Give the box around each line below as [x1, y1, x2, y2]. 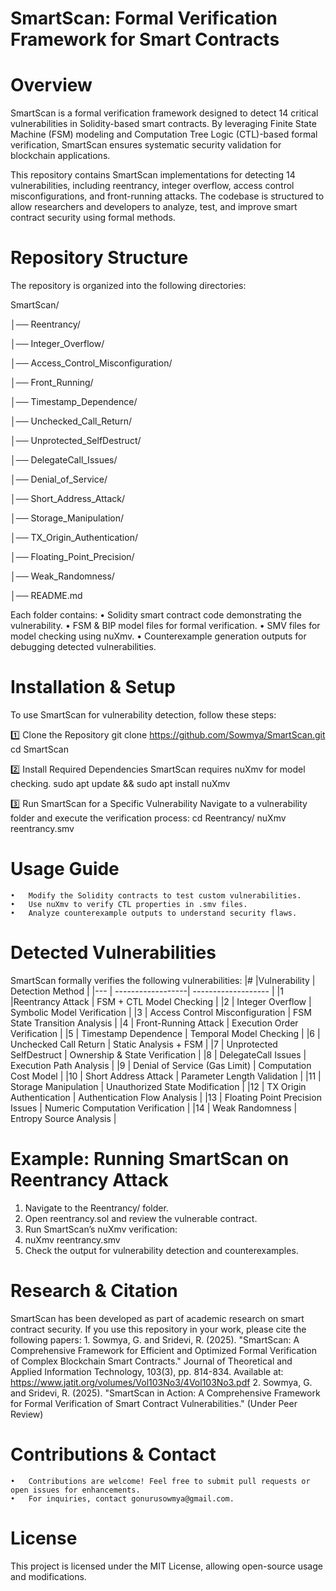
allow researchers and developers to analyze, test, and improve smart [10, 201, 298, 213]
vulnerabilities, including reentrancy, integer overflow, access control [10, 180, 295, 192]
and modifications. [10, 1570, 87, 1582]
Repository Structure [10, 247, 189, 269]
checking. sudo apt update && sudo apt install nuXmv [10, 778, 231, 789]
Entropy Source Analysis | [10, 1112, 117, 1124]
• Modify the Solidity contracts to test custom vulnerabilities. [10, 890, 302, 901]
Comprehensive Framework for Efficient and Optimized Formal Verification [10, 1344, 317, 1356]
